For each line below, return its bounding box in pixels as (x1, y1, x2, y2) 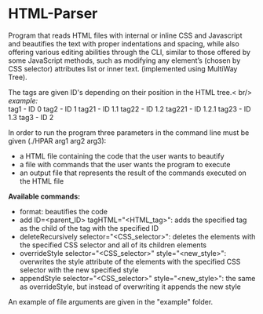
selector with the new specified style (19, 265, 139, 275)
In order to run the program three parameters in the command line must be (8, 127, 250, 137)
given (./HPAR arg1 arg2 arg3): (8, 136, 107, 145)
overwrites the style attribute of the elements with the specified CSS (19, 257, 241, 266)
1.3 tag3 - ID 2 (8, 112, 54, 122)
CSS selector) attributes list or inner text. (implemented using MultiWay (8, 64, 238, 73)
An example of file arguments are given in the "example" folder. (8, 297, 214, 306)
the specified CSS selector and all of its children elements (19, 240, 206, 250)
